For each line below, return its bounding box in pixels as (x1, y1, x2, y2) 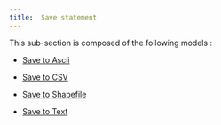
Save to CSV (21, 72, 68, 82)
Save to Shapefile (21, 89, 87, 99)
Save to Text (21, 105, 68, 116)
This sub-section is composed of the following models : (9, 37, 213, 48)
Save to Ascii (21, 54, 70, 65)
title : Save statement (9, 12, 98, 22)
